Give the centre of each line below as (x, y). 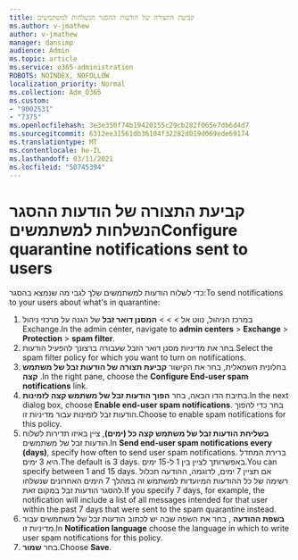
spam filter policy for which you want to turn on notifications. (134, 357)
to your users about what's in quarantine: (85, 302)
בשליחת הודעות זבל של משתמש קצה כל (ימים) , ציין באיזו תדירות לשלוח (145, 433)
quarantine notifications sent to (128, 249)
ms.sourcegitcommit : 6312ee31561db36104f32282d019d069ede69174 (129, 134)
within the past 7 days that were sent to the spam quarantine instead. (149, 509)
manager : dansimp (41, 42)
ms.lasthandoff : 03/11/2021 (62, 159)
